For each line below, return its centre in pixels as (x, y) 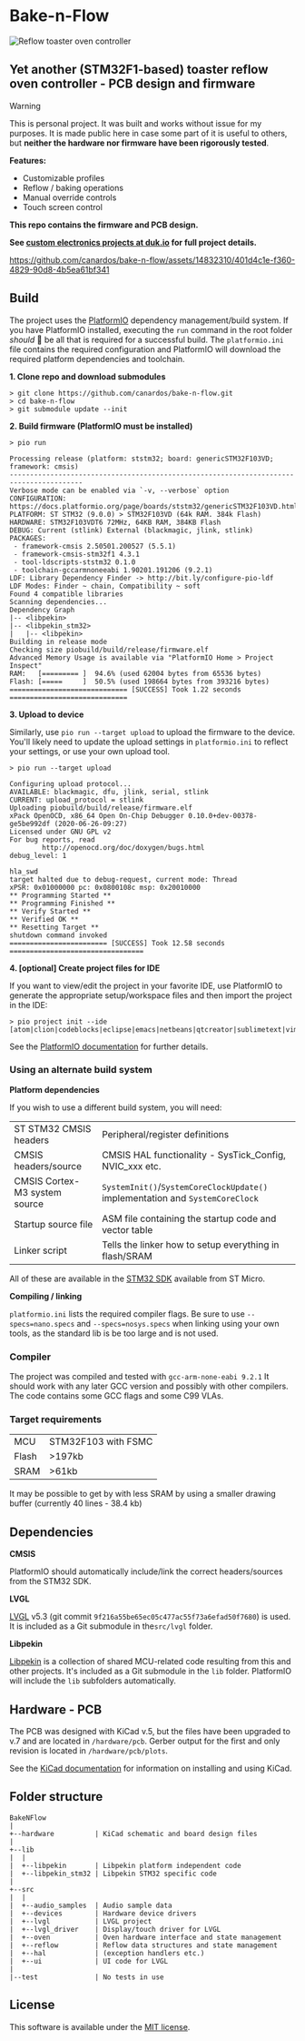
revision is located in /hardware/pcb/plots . (89, 1751)
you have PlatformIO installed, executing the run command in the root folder (151, 329)
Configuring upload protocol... (70, 783)
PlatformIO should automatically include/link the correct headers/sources (146, 1571)
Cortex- (62, 1181)
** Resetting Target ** (54, 927)
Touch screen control (62, 207)
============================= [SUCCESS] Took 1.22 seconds (126, 689)
